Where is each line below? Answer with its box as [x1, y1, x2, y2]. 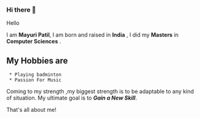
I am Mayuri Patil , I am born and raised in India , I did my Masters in [6, 31, 179, 39]
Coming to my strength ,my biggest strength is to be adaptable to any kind [6, 88, 194, 95]
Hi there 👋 [6, 6, 37, 14]
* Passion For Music [9, 77, 62, 83]
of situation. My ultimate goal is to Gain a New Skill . [6, 94, 137, 101]
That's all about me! [6, 106, 56, 114]
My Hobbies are [6, 55, 69, 66]
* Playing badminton [9, 72, 62, 78]
